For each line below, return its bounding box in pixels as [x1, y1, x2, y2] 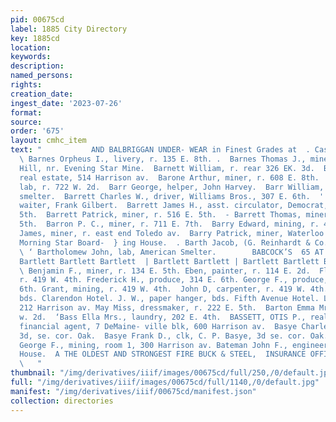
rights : [10, 80, 43, 90]
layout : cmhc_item [10, 136, 87, 146]
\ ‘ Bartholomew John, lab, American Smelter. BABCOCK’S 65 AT [19, 247, 325, 257]
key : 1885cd [10, 33, 60, 43]
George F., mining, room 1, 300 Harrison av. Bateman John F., [19, 340, 288, 350]
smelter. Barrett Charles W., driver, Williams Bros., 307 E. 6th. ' [19, 191, 325, 201]
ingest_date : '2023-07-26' [10, 98, 123, 108]
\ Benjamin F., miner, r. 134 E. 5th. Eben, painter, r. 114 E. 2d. [19, 266, 311, 276]
